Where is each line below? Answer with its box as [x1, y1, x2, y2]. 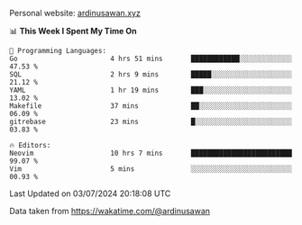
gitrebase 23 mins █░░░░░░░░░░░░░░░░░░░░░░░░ [9, 117, 293, 126]
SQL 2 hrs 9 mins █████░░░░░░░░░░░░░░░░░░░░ [9, 70, 293, 79]
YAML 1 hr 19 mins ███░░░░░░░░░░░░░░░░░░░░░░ [9, 85, 293, 94]
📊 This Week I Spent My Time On [9, 26, 137, 36]
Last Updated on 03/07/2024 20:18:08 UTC [9, 188, 171, 199]
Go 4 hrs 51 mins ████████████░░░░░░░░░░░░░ [9, 54, 293, 63]
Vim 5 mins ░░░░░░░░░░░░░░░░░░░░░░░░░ [9, 165, 293, 174]
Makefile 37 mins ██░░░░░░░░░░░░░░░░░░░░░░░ [9, 102, 293, 111]
